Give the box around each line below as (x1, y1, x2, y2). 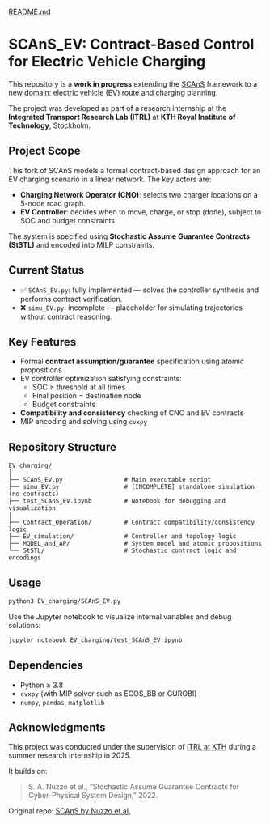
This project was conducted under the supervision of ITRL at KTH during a (8, 742, 257, 752)
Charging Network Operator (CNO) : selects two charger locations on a (19, 189, 259, 199)
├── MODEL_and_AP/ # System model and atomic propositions (8, 540, 263, 548)
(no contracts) (8, 490, 60, 499)
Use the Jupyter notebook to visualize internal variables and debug (8, 611, 232, 622)
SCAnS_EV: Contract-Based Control (8, 36, 255, 53)
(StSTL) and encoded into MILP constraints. (8, 240, 155, 249)
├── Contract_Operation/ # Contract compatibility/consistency (8, 518, 255, 527)
